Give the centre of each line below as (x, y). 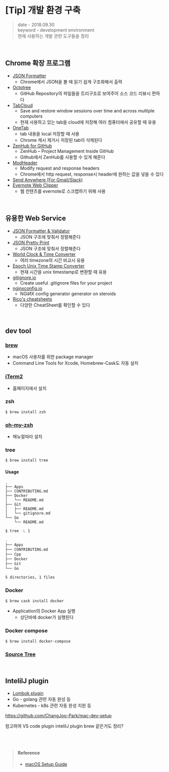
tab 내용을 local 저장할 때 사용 (50, 134)
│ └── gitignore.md (28, 513)
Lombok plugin (28, 693)
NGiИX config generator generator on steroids (68, 294)
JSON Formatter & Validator (41, 231)
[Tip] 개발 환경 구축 (43, 10)
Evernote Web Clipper (35, 185)
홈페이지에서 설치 (29, 388)
